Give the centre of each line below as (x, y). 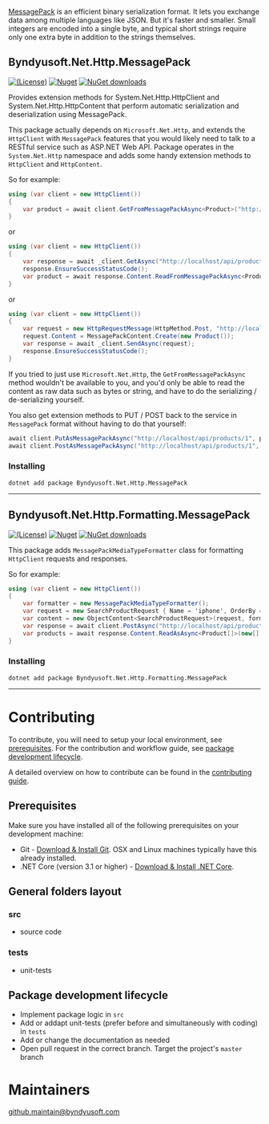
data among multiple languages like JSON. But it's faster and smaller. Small (132, 20)
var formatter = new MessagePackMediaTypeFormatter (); (116, 604)
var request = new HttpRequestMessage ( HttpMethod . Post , (118, 329)
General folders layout (65, 891)
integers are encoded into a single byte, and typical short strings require (127, 28)
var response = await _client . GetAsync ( (91, 262)
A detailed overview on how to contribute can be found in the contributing (130, 772)
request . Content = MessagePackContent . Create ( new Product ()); (128, 336)
